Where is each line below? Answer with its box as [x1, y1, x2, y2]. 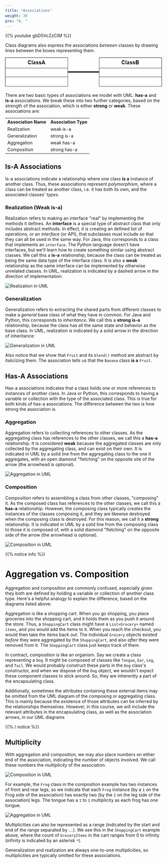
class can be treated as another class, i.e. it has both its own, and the [5, 186, 147, 192]
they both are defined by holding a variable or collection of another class [5, 590, 154, 596]
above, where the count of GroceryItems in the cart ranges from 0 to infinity [5, 832, 160, 838]
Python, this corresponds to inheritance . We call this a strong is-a [5, 317, 141, 323]
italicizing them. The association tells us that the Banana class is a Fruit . [5, 358, 152, 364]
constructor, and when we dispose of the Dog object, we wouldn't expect [5, 667, 154, 673]
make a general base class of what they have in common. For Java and [5, 312, 151, 318]
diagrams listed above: [5, 601, 52, 607]
